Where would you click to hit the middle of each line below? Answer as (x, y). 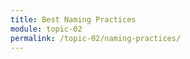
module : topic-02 (46, 29)
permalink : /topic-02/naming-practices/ (96, 38)
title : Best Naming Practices (73, 19)
